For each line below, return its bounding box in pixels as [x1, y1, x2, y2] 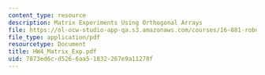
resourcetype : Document [8, 41, 87, 48]
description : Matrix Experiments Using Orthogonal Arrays [8, 19, 203, 27]
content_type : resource [8, 11, 87, 20]
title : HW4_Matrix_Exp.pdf [8, 48, 97, 55]
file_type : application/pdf [8, 33, 101, 41]
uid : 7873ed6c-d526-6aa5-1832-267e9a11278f [8, 55, 154, 63]
